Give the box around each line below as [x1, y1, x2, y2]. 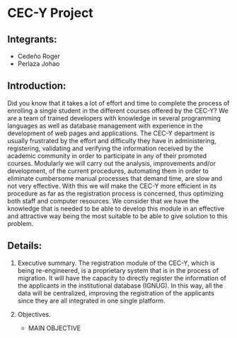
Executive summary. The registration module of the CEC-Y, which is [17, 259, 216, 267]
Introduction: [7, 80, 67, 92]
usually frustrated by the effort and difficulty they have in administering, [7, 136, 217, 145]
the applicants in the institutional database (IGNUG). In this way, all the [17, 281, 224, 290]
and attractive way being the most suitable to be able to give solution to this [7, 211, 228, 220]
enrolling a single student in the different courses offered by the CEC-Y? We [7, 106, 229, 115]
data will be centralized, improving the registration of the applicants [17, 288, 214, 297]
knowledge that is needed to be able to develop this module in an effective [7, 204, 225, 213]
